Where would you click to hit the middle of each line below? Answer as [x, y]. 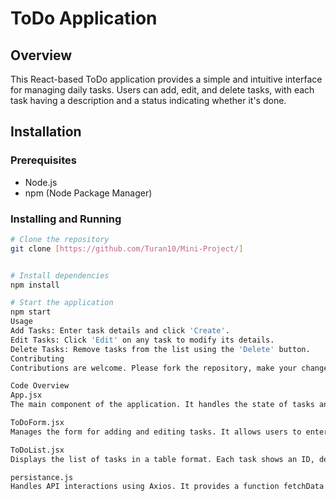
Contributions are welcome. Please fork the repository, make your [154, 368]
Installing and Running [66, 219]
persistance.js [42, 477]
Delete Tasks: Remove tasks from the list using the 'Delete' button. [160, 349]
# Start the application [62, 303]
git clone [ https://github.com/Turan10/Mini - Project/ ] [127, 248]
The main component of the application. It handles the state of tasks [162, 405]
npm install [35, 285]
